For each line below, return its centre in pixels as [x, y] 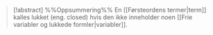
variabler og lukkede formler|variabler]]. [70, 24]
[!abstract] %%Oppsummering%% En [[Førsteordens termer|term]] [110, 10]
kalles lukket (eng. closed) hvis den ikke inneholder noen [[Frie [103, 17]
